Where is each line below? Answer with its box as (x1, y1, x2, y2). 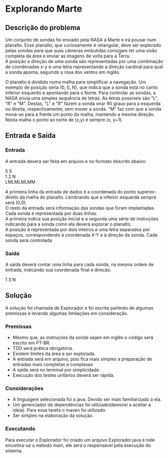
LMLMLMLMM (5, 179, 35, 185)
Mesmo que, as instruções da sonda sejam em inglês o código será (12, 335, 153, 341)
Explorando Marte (5, 3, 82, 15)
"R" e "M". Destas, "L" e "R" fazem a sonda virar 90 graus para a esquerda (5, 101, 161, 107)
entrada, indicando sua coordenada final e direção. (5, 267, 112, 273)
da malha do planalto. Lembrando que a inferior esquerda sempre (19, 194, 157, 200)
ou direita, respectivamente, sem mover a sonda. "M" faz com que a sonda (5, 106, 162, 112)
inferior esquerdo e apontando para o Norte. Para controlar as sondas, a (5, 90, 156, 95)
